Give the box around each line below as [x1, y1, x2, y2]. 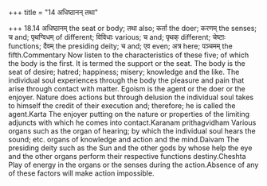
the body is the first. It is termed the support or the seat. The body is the [8, 59, 245, 68]
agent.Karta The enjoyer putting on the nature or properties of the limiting [8, 110, 249, 118]
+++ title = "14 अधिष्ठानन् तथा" [8, 8, 98, 17]
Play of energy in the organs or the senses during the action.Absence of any [8, 160, 259, 169]
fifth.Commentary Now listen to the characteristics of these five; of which [8, 50, 249, 60]
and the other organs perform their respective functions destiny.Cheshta [8, 152, 246, 161]
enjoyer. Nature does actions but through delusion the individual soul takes [8, 92, 253, 102]
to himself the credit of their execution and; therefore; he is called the [8, 101, 236, 110]
